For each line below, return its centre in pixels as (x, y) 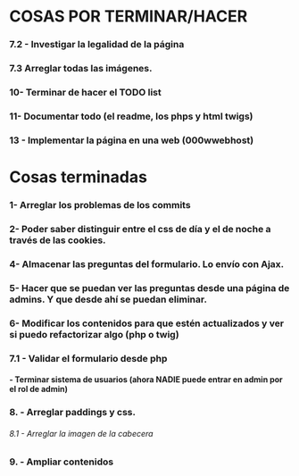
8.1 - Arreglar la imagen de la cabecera (81, 433)
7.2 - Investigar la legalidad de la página (97, 45)
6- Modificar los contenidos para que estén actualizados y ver (146, 323)
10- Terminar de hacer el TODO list (86, 92)
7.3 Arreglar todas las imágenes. (81, 69)
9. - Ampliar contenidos (62, 462)
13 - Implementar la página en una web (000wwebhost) (132, 140)
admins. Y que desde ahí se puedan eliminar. (108, 299)
